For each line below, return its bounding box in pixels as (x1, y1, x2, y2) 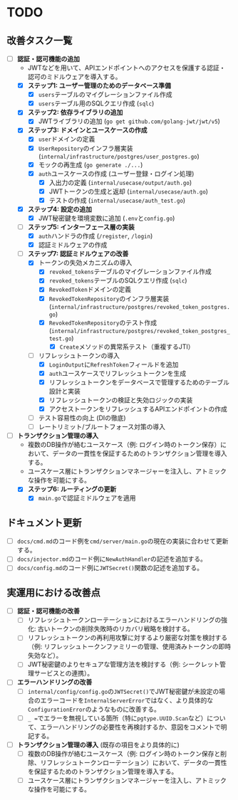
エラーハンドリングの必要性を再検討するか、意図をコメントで (39, 722, 222, 731)
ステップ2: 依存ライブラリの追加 (27, 108, 123, 117)
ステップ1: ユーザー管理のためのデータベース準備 (27, 81, 172, 90)
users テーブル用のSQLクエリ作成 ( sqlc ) (38, 99, 155, 107)
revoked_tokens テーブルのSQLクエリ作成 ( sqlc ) (48, 276, 187, 285)
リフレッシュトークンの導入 (38, 351, 120, 359)
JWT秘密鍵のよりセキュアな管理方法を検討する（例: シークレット (27, 660, 220, 669)
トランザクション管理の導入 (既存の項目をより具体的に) (16, 740, 180, 749)
